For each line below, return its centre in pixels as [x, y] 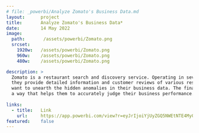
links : [14, 105]
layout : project [33, 17]
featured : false [30, 121]
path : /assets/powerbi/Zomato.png [62, 39]
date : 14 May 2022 [38, 28]
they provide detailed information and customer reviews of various [98, 83]
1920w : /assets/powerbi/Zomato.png [63, 50]
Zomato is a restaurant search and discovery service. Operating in [98, 77]
